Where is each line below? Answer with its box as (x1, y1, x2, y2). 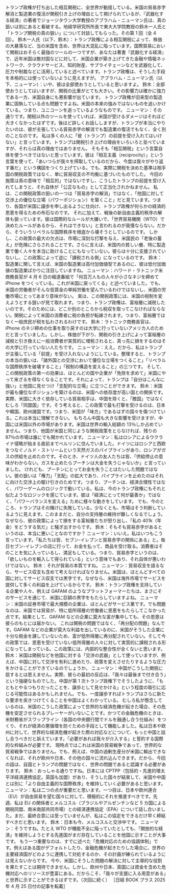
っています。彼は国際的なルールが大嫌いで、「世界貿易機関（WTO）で (18, 216, 165, 222)
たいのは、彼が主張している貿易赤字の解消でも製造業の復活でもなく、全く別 (5, 126, 166, 132)
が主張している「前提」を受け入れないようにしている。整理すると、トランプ (5, 351, 166, 357)
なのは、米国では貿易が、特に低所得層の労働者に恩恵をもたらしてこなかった (5, 607, 166, 613)
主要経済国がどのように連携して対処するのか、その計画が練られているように (5, 851, 166, 857)
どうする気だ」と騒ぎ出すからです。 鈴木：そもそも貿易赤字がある (18, 523, 158, 530)
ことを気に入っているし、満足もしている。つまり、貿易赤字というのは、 (9, 549, 162, 555)
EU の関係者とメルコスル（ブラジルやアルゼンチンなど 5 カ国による (24, 800, 166, 806)
